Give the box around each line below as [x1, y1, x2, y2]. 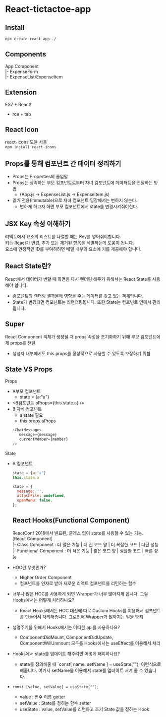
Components [5, 50, 46, 59]
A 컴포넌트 [12, 460, 33, 466]
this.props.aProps [19, 418, 56, 424]
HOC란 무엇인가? [12, 564, 46, 570]
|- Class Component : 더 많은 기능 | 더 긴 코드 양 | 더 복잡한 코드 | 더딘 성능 [12, 541, 159, 547]
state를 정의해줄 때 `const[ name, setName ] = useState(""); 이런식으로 [19, 661, 161, 667]
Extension [5, 88, 37, 97]
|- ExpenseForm [5, 68, 38, 74]
